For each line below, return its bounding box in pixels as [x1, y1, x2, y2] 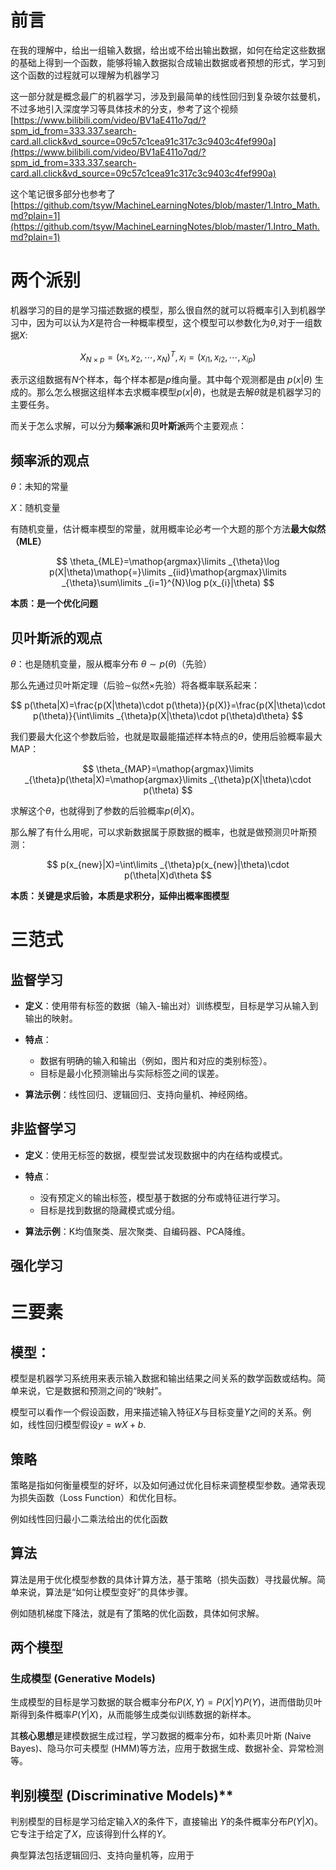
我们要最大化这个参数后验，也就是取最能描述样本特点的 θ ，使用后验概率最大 [10, 730, 323, 742]
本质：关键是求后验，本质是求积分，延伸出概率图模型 [10, 889, 230, 901]
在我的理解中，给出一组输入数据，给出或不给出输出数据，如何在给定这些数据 [10, 44, 326, 56]
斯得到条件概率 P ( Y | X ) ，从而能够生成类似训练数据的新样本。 [10, 1709, 257, 1721]
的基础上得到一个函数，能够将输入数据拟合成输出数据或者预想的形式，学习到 [10, 56, 326, 68]
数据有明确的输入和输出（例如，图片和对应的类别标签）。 [39, 1054, 273, 1066]
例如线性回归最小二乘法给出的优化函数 [10, 1512, 168, 1525]
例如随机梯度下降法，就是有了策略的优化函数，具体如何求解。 [10, 1607, 265, 1619]
